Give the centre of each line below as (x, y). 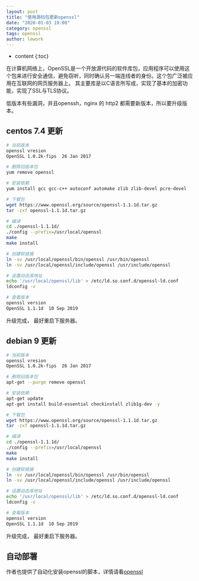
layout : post (22, 12)
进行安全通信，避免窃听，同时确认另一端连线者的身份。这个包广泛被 (105, 76)
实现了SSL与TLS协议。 (44, 91)
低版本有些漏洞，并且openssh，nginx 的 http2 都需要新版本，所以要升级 (94, 103)
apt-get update (25, 398)
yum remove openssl (30, 173)
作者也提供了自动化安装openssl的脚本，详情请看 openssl (75, 572)
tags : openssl (24, 34)
